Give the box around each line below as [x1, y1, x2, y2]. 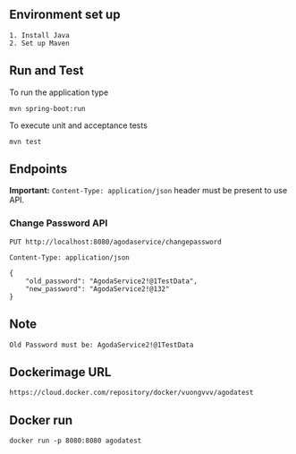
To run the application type [9, 87, 109, 98]
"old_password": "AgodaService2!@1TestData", [25, 277, 199, 286]
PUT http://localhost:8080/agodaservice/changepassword [9, 237, 222, 246]
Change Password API [9, 217, 108, 229]
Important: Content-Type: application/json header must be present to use [9, 185, 288, 196]
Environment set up [9, 7, 121, 22]
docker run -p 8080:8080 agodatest [9, 436, 142, 446]
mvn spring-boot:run [9, 104, 87, 113]
